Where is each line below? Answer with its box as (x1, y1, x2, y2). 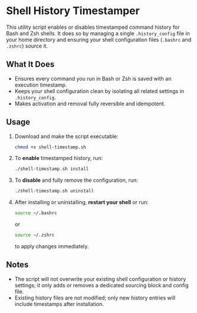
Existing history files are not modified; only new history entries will (14, 294, 175, 301)
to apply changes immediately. (14, 242, 89, 249)
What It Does (6, 59, 55, 69)
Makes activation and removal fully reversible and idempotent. (14, 100, 166, 107)
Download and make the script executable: (14, 132, 119, 139)
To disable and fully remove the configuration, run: (14, 177, 138, 184)
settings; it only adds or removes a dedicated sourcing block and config (14, 281, 189, 289)
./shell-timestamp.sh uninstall (14, 188, 94, 194)
